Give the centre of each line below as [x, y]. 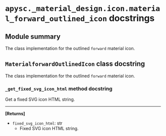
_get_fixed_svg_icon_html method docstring [59, 89]
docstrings [132, 18]
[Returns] [15, 114]
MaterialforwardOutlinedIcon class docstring [75, 64]
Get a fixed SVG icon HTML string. [40, 99]
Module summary [33, 36]
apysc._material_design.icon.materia [83, 9]
